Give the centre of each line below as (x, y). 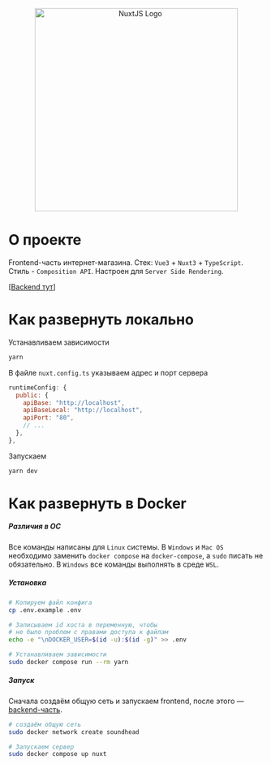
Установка (28, 583)
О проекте (45, 240)
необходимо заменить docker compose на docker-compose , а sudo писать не (136, 555)
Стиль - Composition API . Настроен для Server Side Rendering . (116, 271)
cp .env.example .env (45, 610)
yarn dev (23, 471)
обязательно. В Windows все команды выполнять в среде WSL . (114, 564)
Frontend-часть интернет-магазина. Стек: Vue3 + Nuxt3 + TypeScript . (126, 262)
